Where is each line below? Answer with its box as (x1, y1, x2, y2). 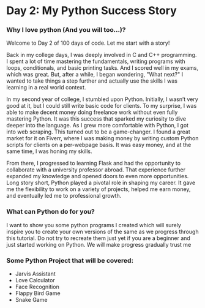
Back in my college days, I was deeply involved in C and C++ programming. (6, 51, 197, 59)
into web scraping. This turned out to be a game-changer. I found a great (6, 128, 191, 135)
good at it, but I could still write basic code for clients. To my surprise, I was (6, 102, 197, 110)
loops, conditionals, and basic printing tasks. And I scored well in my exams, (6, 64, 199, 72)
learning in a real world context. (6, 84, 86, 91)
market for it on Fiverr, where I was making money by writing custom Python (6, 135, 199, 142)
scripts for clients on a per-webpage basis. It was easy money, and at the (6, 141, 192, 149)
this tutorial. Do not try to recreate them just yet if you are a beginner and (6, 234, 191, 242)
